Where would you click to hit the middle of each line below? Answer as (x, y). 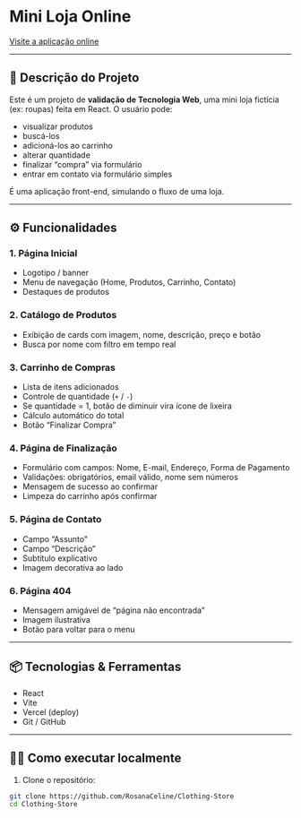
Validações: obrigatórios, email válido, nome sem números (130, 478)
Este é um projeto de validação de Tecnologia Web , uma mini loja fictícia (144, 99)
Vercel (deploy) (51, 712)
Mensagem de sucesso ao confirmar (90, 486)
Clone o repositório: (59, 779)
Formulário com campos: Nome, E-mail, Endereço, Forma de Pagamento (156, 468)
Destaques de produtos (66, 292)
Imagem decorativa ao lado (73, 567)
